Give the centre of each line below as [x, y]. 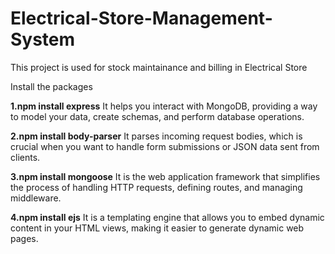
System [43, 39]
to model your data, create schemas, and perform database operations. [157, 116]
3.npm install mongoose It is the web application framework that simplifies [165, 176]
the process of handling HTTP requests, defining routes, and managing [156, 187]
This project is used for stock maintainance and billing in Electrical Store [159, 67]
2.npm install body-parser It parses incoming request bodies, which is [156, 136]
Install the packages [51, 86]
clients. [25, 157]
